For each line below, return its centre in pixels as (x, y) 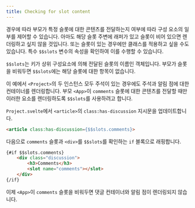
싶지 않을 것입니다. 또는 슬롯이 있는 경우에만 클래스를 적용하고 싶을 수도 (108, 44)
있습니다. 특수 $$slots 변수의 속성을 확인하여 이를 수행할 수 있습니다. (85, 51)
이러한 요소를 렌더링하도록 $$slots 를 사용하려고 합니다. (70, 98)
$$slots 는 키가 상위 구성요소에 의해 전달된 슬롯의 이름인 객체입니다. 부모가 (91, 64)
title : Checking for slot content (48, 11)
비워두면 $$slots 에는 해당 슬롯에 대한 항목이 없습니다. (74, 71)
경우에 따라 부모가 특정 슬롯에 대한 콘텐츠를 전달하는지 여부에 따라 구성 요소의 (95, 29)
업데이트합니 (172, 111)
